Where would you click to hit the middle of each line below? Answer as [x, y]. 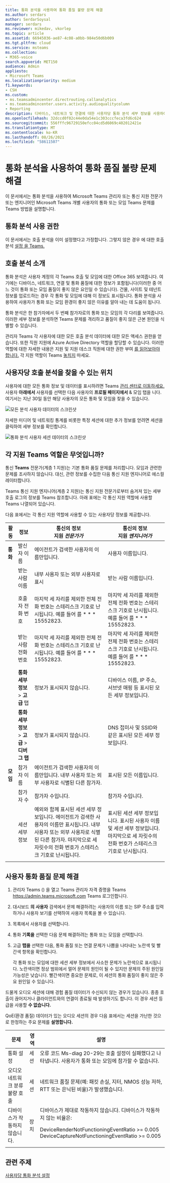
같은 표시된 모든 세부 [131, 735]
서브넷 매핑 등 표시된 [131, 688]
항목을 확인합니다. [40, 952]
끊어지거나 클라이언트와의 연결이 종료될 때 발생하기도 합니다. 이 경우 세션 [86, 999]
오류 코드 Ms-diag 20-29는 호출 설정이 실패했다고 [97, 1053]
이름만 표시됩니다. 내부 [75, 825]
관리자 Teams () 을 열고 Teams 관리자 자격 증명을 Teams [69, 890]
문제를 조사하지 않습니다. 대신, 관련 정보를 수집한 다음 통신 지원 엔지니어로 [78, 474]
